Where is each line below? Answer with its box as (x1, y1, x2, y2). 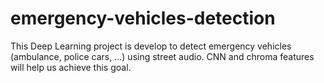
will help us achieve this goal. (10, 61, 132, 73)
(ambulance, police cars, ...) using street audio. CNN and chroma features (10, 50, 315, 62)
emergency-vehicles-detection (10, 7, 276, 30)
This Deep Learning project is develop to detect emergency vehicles (10, 40, 292, 52)
